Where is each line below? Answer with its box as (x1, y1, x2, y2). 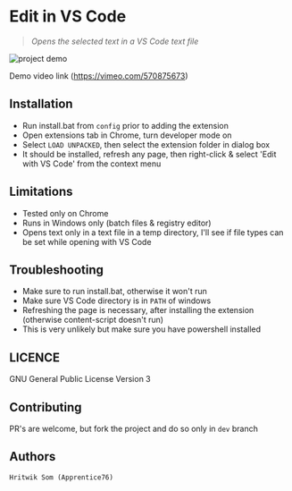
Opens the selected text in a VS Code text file (30, 36, 199, 47)
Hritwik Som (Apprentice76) (9, 472, 114, 482)
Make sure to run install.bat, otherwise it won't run (21, 286, 208, 297)
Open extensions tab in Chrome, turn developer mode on (21, 130, 232, 140)
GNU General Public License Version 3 (9, 374, 151, 385)
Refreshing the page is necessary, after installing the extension (21, 305, 254, 316)
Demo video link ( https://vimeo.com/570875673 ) (9, 70, 189, 81)
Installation (9, 97, 73, 112)
